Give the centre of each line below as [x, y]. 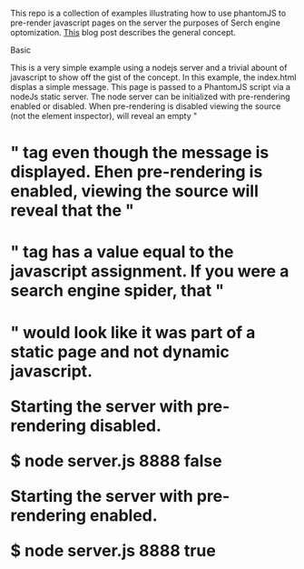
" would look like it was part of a [133, 332]
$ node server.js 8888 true [113, 550]
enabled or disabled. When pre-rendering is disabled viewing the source [146, 106]
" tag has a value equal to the [122, 252]
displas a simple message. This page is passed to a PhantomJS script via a [151, 87]
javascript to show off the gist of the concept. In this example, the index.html [153, 77]
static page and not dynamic [120, 351]
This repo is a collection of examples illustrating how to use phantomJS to [148, 13]
